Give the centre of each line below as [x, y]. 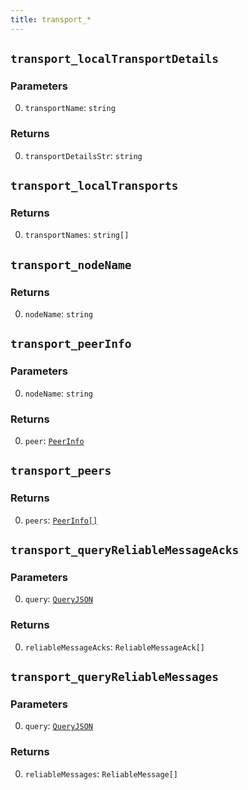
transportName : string [70, 108]
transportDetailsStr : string [83, 155]
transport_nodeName [71, 264]
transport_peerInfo [71, 344]
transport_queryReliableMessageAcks [125, 550]
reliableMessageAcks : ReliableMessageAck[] [114, 647]
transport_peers [61, 471]
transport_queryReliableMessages [115, 677]
